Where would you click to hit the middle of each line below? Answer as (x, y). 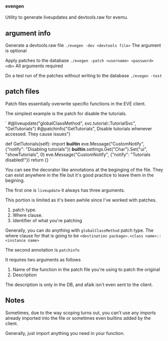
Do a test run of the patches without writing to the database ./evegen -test (84, 76)
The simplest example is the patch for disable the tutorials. (66, 113)
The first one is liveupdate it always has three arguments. (65, 190)
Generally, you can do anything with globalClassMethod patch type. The (79, 230)
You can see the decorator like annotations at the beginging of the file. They (84, 169)
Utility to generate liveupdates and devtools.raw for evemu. (67, 17)
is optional (16, 51)
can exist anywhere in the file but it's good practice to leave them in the (79, 175)
